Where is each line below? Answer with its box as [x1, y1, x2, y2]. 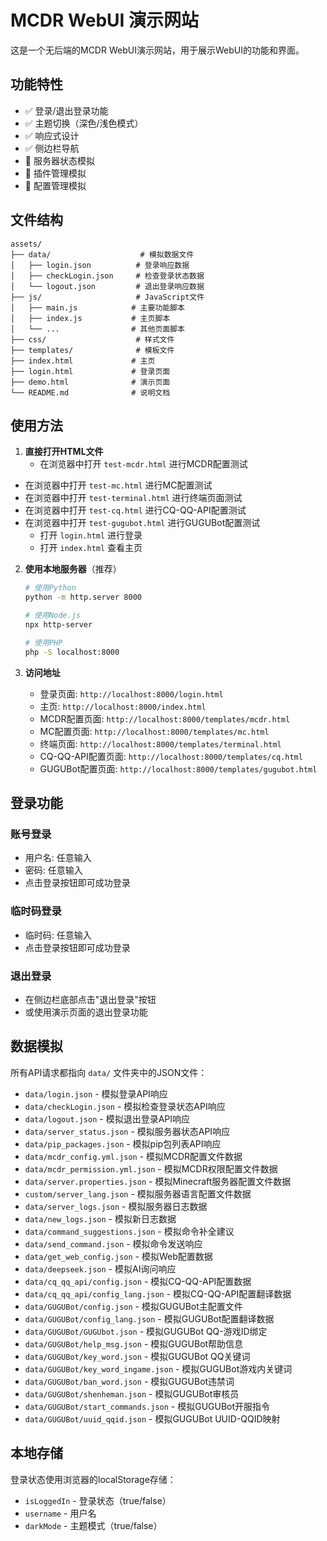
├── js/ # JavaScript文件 [10, 292, 205, 302]
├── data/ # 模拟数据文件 [10, 249, 195, 260]
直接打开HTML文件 [24, 446, 104, 458]
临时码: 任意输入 [24, 929, 92, 941]
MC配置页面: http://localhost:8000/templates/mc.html [39, 725, 270, 737]
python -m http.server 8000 [24, 592, 142, 603]
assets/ [10, 239, 43, 249]
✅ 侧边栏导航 [24, 142, 80, 154]
